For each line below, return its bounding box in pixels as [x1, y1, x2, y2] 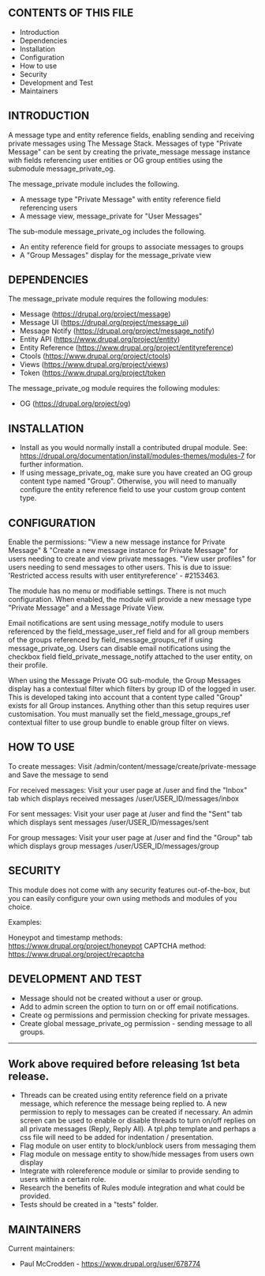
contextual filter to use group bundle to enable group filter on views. [8, 718, 230, 727]
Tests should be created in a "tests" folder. [19, 1200, 159, 1210]
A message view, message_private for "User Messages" [19, 211, 203, 221]
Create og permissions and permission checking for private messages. [19, 1010, 250, 1020]
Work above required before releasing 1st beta [8, 1057, 241, 1070]
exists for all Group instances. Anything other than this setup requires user [8, 701, 250, 710]
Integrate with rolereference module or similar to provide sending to [19, 1166, 240, 1176]
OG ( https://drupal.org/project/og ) [19, 399, 131, 408]
